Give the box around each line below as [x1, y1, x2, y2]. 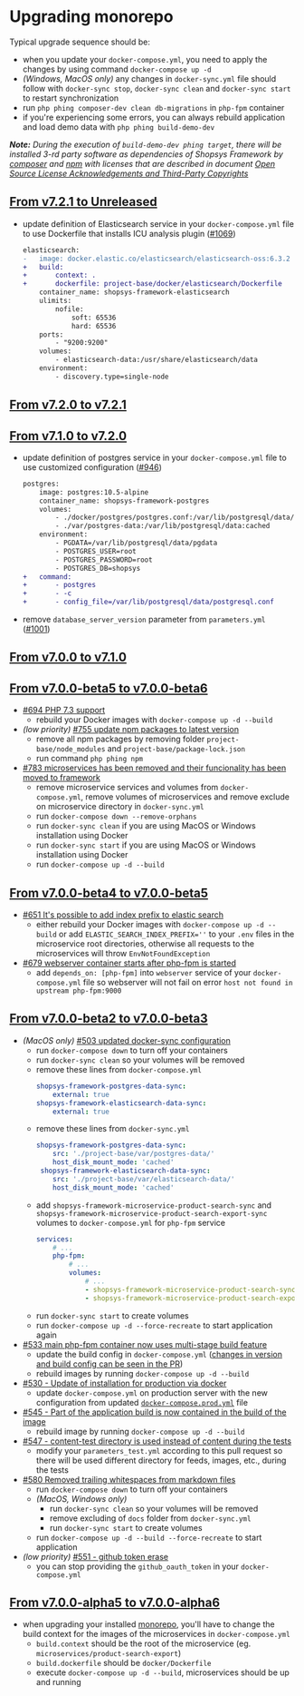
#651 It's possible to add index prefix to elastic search [22, 909, 224, 920]
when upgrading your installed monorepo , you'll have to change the [22, 1619, 275, 1630]
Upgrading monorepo [9, 6, 174, 27]
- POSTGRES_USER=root [55, 546, 138, 555]
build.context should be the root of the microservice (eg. [35, 1638, 252, 1649]
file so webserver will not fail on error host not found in [82, 977, 293, 988]
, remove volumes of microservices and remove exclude [81, 791, 290, 802]
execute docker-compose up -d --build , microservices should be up [35, 1667, 290, 1678]
